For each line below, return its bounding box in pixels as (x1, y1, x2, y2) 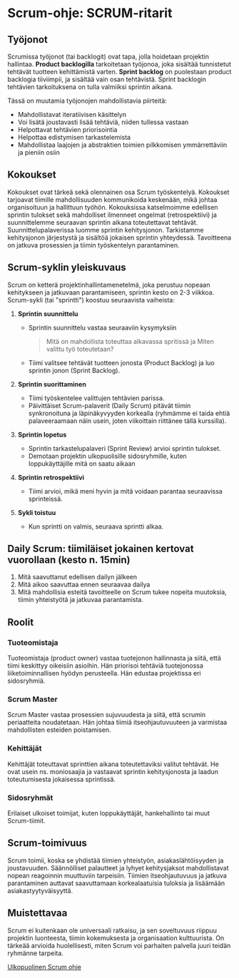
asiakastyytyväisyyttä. (7, 886, 73, 895)
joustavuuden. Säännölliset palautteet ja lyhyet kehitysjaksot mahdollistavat (7, 863, 229, 872)
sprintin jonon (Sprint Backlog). (28, 366, 120, 375)
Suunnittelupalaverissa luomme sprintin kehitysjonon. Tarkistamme (7, 225, 205, 234)
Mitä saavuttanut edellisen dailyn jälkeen (17, 573, 138, 581)
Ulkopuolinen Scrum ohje (7, 962, 82, 971)
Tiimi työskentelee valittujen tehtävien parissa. (28, 394, 165, 402)
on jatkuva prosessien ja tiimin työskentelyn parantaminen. (7, 240, 180, 249)
